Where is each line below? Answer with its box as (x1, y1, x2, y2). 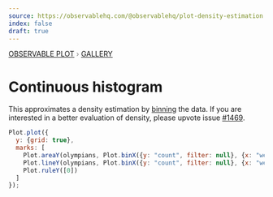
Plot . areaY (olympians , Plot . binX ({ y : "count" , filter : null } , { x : (23, 151, 253, 159)
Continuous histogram (8, 78, 163, 96)
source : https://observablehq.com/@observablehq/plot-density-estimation (8, 11, 264, 20)
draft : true (8, 27, 49, 35)
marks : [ (15, 143, 45, 152)
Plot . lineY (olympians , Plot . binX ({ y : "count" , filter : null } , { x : (23, 159, 253, 167)
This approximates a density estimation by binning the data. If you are (8, 105, 242, 114)
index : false (8, 19, 53, 28)
